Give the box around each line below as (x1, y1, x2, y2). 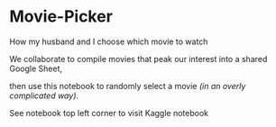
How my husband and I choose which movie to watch (9, 36, 208, 47)
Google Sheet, (9, 63, 63, 74)
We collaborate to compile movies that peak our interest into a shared (9, 53, 268, 64)
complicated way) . (9, 90, 79, 101)
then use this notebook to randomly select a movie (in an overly (9, 80, 246, 91)
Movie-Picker (9, 6, 113, 27)
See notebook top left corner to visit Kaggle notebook (9, 107, 209, 118)
